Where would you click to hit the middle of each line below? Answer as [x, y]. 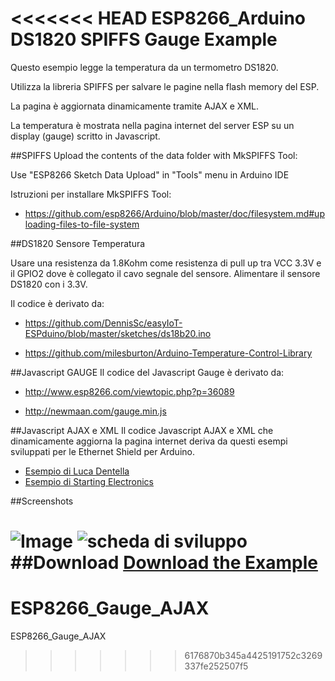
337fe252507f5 [216, 666]
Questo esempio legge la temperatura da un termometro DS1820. [144, 67]
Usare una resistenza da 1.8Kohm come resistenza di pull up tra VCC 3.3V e [166, 263]
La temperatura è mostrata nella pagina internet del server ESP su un [152, 125]
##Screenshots [42, 501]
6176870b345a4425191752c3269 [253, 656]
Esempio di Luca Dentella [77, 471]
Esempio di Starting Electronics [89, 481]
